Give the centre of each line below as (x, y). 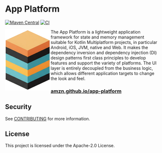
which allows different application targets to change (103, 73)
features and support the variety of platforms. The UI (104, 63)
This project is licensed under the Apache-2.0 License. (60, 146)
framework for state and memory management (98, 37)
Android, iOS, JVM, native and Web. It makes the (99, 47)
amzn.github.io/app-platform (86, 91)
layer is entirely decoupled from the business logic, (102, 68)
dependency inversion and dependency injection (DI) (104, 53)
